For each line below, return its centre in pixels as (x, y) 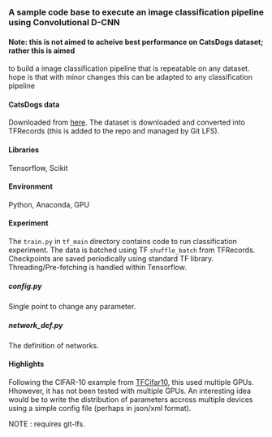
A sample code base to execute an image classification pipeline (136, 12)
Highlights (26, 364)
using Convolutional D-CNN (64, 22)
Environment (30, 186)
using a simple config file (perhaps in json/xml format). (100, 409)
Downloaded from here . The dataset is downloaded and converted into (127, 122)
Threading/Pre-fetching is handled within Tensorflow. (97, 267)
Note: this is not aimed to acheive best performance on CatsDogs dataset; (136, 42)
